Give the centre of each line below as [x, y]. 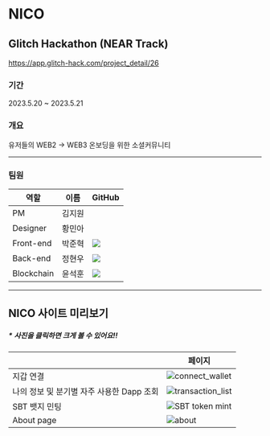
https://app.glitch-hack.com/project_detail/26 [84, 63]
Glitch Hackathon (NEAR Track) [88, 44]
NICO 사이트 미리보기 [58, 313]
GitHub [106, 197]
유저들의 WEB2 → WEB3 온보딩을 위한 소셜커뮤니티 [90, 145]
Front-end [32, 243]
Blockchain [33, 273]
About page [35, 421]
